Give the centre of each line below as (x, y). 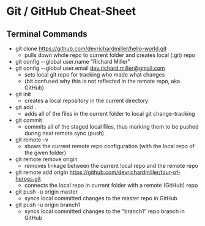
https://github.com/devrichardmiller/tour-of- (125, 172)
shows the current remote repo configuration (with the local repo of (109, 146)
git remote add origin (42, 172)
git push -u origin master (47, 192)
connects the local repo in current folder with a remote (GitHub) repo (111, 185)
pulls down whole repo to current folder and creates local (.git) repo (110, 55)
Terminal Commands (47, 34)
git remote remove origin (46, 159)
